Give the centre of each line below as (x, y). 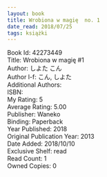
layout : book (26, 14)
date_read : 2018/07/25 (40, 26)
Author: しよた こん (35, 68)
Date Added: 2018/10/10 (41, 144)
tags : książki (28, 33)
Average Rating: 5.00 (37, 107)
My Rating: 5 (25, 100)
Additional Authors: (35, 85)
